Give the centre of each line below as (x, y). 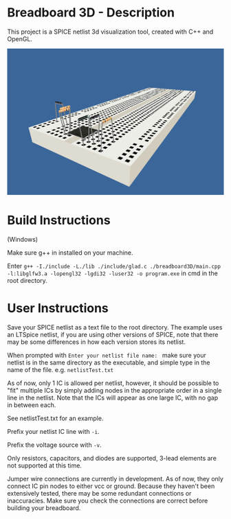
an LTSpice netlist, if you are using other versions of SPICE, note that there (113, 334)
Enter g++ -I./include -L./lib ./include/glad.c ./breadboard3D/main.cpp (114, 266)
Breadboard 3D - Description (91, 13)
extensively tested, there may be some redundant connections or (99, 493)
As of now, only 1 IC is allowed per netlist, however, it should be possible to (113, 383)
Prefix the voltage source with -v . (54, 445)
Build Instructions (59, 220)
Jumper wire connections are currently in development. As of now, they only (115, 478)
